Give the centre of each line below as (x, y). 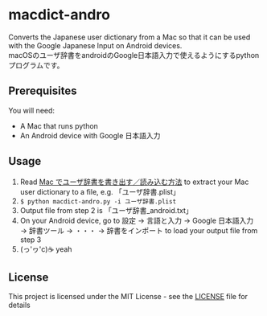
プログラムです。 (36, 65)
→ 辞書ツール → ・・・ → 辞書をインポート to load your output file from (139, 230)
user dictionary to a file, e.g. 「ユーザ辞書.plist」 (100, 191)
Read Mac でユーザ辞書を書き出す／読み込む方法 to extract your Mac (134, 182)
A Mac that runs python (59, 125)
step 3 (31, 240)
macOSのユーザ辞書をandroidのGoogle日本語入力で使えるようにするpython (134, 55)
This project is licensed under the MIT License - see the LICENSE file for (128, 297)
